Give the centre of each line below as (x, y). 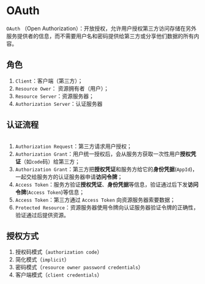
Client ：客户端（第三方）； (49, 81)
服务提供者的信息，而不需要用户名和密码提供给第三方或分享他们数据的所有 (100, 36)
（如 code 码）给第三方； (50, 161)
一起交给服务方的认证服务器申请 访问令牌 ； (69, 177)
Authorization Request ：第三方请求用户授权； (74, 146)
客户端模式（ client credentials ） (59, 275)
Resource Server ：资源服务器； (55, 96)
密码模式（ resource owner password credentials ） (79, 267)
